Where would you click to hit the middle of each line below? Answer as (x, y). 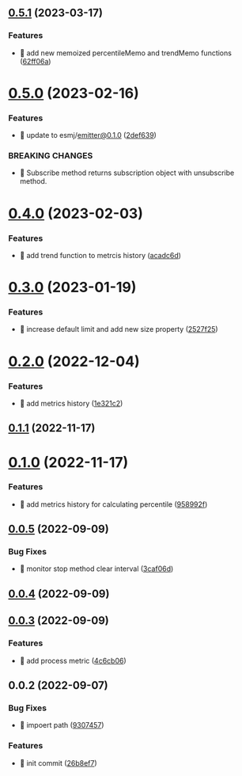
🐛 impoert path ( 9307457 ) (62, 725)
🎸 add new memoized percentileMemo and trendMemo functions (125, 53)
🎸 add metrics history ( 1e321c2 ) (71, 403)
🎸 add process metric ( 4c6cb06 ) (73, 660)
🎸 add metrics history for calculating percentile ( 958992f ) (113, 504)
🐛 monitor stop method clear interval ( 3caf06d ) (96, 569)
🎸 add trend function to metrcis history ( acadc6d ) (100, 255)
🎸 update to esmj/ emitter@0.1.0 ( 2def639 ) (88, 135)
